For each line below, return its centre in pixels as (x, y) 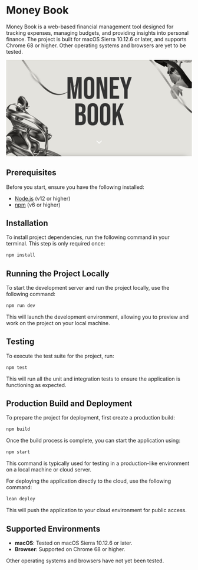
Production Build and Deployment (69, 404)
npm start (18, 452)
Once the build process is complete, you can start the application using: (93, 441)
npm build (18, 429)
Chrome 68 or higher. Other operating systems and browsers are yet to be (96, 45)
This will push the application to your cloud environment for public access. (96, 510)
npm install (21, 255)
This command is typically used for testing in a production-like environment (98, 463)
